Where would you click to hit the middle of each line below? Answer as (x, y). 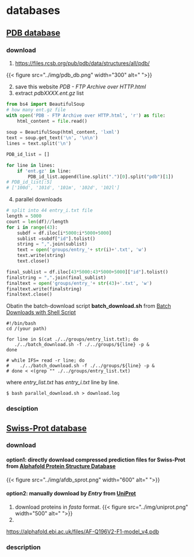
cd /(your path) (27, 329)
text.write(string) (42, 256)
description (23, 547)
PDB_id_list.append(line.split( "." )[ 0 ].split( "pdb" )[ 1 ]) (101, 177)
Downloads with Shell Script (41, 313)
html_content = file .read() (52, 121)
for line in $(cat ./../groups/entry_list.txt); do (72, 339)
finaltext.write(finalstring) (44, 289)
